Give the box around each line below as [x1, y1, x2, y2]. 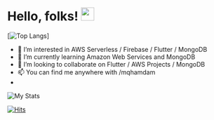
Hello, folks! [7, 8, 79, 25]
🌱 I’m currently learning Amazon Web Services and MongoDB [17, 53, 196, 61]
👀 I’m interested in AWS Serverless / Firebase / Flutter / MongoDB [17, 45, 208, 53]
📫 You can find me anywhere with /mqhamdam [17, 67, 156, 76]
